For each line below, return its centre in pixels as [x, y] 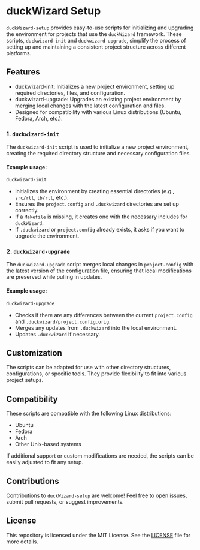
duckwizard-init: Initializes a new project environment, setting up [95, 86]
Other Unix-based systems [48, 444]
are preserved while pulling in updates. [54, 277]
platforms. [19, 53]
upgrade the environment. [47, 236]
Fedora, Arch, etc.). [39, 118]
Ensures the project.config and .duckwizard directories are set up [97, 204]
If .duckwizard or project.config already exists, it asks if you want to [99, 230]
